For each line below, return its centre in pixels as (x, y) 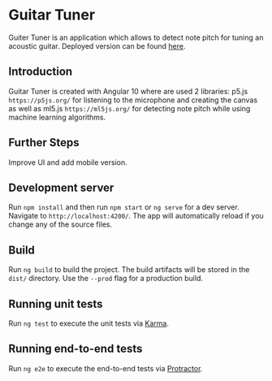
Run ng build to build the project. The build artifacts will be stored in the (129, 270)
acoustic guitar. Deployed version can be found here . (97, 45)
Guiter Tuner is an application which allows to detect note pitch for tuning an (136, 37)
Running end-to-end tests (76, 349)
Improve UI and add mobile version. (68, 162)
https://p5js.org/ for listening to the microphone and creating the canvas (133, 100)
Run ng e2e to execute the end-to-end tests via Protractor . (106, 368)
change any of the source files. (60, 224)
